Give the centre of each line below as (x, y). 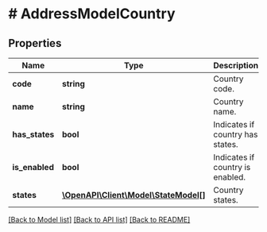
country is (232, 167)
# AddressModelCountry (92, 14)
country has (236, 134)
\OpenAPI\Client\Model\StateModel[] (134, 195)
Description (236, 66)
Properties (35, 43)
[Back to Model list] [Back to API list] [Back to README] (99, 220)
